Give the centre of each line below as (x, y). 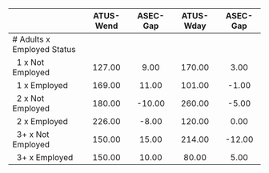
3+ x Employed (45, 157)
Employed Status (44, 49)
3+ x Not (33, 134)
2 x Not (30, 98)
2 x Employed (42, 121)
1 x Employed (42, 85)
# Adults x (31, 39)
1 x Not (30, 62)
